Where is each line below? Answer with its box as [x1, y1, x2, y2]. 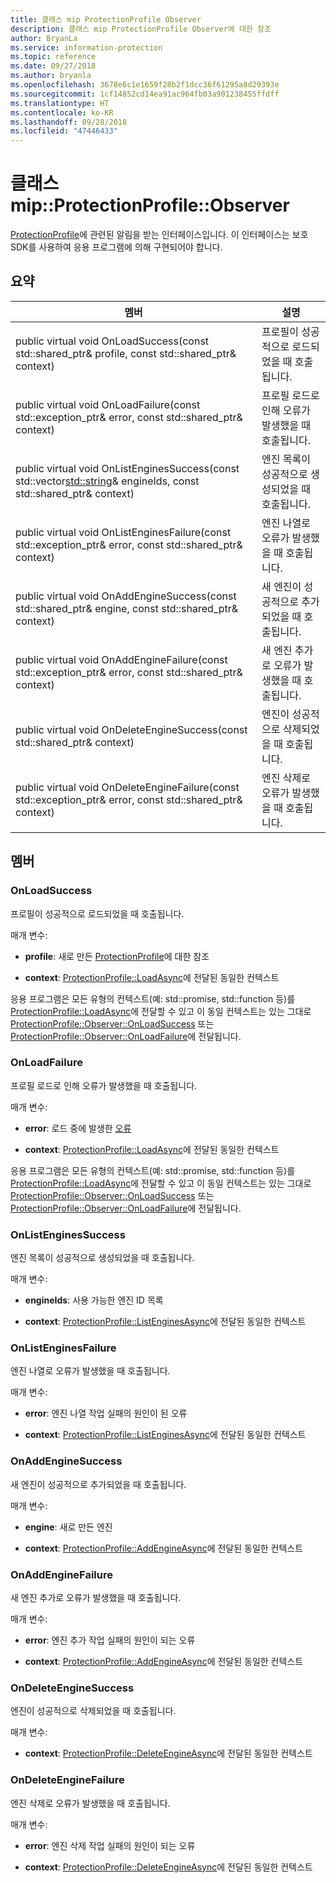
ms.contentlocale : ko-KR [10, 107, 114, 118]
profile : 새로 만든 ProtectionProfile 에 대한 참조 [24, 950, 210, 962]
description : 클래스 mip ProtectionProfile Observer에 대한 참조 [10, 24, 272, 34]
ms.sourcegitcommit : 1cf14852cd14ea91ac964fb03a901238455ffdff [10, 89, 280, 99]
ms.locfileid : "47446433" [10, 126, 118, 136]
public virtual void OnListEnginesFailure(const [15, 525, 232, 539]
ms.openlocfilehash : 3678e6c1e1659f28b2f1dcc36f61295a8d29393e [10, 80, 280, 90]
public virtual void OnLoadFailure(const [15, 397, 201, 411]
